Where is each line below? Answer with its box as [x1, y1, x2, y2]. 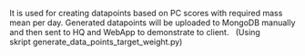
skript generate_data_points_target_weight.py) [9, 36, 183, 47]
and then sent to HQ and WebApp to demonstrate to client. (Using [9, 27, 261, 37]
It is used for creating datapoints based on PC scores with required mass [9, 8, 283, 18]
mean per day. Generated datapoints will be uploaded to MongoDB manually [9, 17, 296, 28]
